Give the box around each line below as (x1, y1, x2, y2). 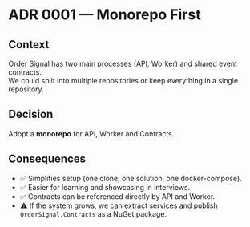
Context (8, 38, 50, 51)
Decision (8, 107, 54, 121)
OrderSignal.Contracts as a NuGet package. (19, 209, 167, 218)
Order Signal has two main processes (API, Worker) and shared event (8, 59, 238, 68)
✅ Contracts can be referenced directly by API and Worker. (19, 191, 216, 201)
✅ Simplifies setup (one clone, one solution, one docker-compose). (19, 173, 242, 183)
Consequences (8, 152, 87, 166)
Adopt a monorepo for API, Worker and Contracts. (8, 128, 175, 138)
